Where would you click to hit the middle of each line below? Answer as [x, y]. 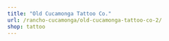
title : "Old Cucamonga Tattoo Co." [60, 14]
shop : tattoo [26, 26]
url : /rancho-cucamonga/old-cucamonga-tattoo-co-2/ [84, 20]
